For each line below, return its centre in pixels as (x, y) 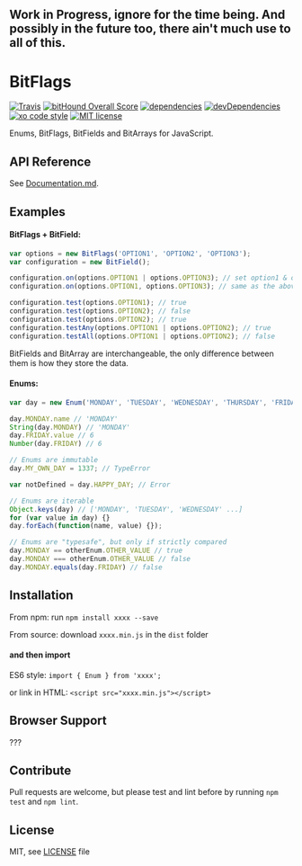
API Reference (50, 161)
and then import (40, 655)
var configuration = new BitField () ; (80, 262)
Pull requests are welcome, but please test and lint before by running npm (144, 792)
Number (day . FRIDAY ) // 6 (56, 444)
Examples (37, 212)
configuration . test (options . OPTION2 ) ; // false (100, 311)
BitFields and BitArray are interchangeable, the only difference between (142, 353)
